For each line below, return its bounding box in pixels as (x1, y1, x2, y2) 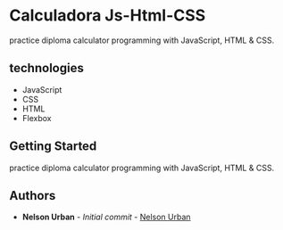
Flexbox (21, 112, 52, 123)
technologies (9, 61, 85, 76)
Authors (9, 188, 56, 203)
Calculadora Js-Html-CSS (9, 5, 206, 26)
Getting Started (9, 139, 97, 154)
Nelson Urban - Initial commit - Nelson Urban (21, 211, 191, 223)
